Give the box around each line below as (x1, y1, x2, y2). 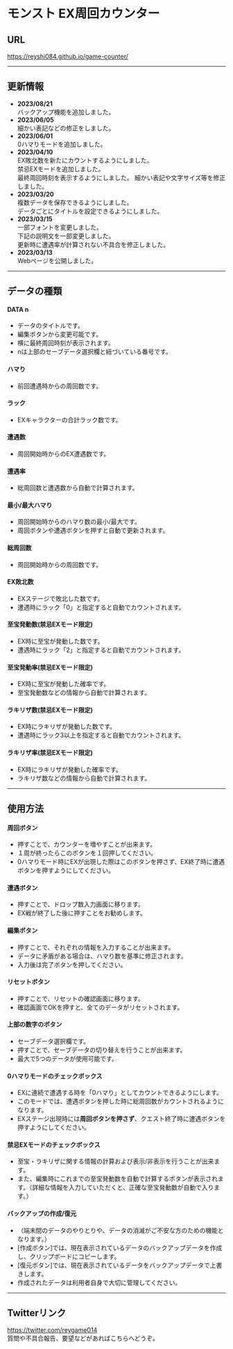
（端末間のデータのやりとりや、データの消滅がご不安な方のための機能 (17, 1226, 218, 1234)
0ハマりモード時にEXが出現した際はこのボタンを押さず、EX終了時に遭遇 (17, 858, 225, 866)
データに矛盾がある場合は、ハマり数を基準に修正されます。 (17, 952, 187, 960)
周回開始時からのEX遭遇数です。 (17, 449, 110, 458)
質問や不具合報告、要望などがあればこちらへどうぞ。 (7, 1334, 159, 1343)
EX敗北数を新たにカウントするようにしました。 (17, 156, 153, 164)
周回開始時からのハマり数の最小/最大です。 (17, 518, 141, 526)
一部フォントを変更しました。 (17, 223, 103, 231)
